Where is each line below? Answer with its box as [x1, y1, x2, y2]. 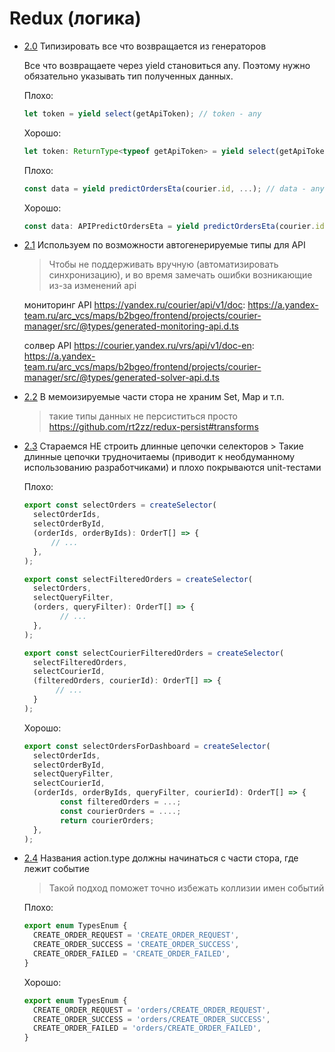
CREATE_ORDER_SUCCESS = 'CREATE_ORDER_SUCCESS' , [33, 940, 240, 950]
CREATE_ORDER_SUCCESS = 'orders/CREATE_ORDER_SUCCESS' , [33, 1014, 271, 1024]
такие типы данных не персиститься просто [48, 410, 238, 422]
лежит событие [23, 863, 90, 875]
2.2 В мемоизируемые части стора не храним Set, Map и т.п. [23, 391, 285, 403]
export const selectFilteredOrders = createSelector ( [23, 574, 253, 584]
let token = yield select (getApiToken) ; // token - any [23, 108, 262, 119]
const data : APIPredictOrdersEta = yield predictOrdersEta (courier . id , [23, 221, 329, 231]
